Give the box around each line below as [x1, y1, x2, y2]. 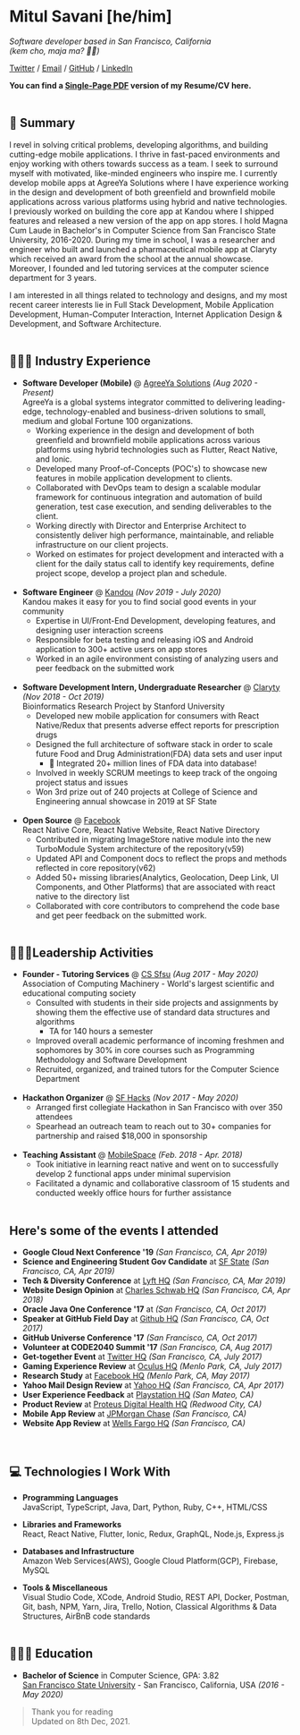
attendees [35, 1111, 73, 1122]
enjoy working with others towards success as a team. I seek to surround [9, 158, 279, 169]
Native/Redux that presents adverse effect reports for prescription [35, 719, 279, 730]
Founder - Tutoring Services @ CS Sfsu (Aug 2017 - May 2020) [21, 969, 259, 980]
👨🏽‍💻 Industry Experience [9, 353, 152, 369]
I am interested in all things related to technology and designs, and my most [9, 289, 287, 301]
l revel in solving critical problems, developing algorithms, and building [9, 139, 269, 149]
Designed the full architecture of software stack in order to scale [35, 738, 273, 749]
